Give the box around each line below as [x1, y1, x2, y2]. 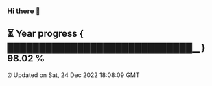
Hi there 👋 [7, 6, 41, 16]
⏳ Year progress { [7, 28, 84, 40]
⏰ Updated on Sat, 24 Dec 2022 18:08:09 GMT [7, 71, 140, 79]
